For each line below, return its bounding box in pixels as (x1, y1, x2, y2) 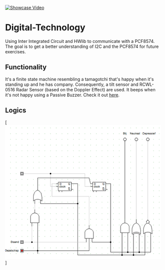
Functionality (5, 63, 47, 72)
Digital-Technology (5, 22, 85, 33)
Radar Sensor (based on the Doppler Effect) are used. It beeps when (16, 86, 156, 92)
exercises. (5, 48, 26, 54)
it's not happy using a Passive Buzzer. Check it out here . (5, 92, 120, 98)
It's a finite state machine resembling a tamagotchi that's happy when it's (5, 76, 154, 82)
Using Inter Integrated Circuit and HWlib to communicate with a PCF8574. (5, 38, 155, 44)
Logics (5, 106, 26, 115)
